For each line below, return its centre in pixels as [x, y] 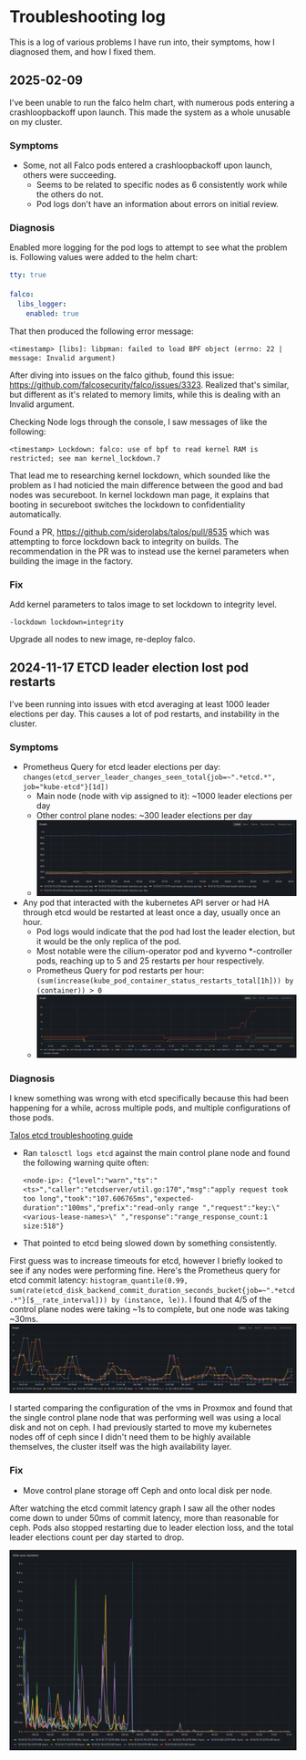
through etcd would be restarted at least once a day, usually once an [151, 912]
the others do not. [70, 194]
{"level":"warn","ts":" [113, 1181]
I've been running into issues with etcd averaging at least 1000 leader [140, 703]
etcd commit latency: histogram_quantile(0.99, [99, 1280]
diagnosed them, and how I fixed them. [83, 51]
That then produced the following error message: [102, 331]
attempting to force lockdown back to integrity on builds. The [124, 541]
